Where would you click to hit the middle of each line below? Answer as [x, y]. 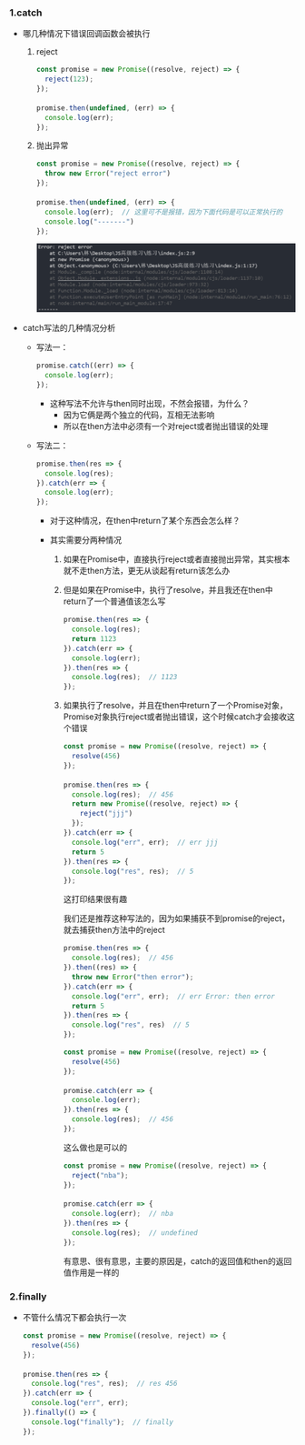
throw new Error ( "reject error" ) [107, 174]
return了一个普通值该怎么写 [114, 601]
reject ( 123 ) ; [69, 79]
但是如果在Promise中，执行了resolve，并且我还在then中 [168, 590]
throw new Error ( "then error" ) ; [133, 977]
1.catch [26, 13]
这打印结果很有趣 [95, 899]
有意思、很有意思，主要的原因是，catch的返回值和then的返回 [177, 1260]
